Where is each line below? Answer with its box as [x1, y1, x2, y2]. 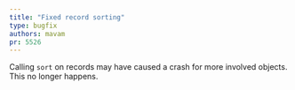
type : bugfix [9, 21, 58, 30]
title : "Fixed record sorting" [9, 12, 125, 22]
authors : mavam [9, 29, 66, 38]
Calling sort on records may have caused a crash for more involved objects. [9, 62, 288, 72]
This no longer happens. [9, 71, 99, 82]
